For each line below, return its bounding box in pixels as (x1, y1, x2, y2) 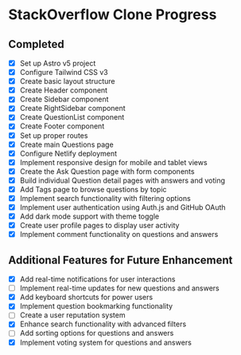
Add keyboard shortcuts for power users (19, 293, 154, 302)
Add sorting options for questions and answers (19, 329, 174, 338)
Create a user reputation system (19, 310, 126, 320)
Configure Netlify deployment (19, 148, 118, 158)
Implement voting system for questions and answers (19, 337, 192, 347)
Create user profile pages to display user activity (19, 221, 180, 231)
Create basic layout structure (19, 77, 115, 86)
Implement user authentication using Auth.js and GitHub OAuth (19, 203, 226, 212)
